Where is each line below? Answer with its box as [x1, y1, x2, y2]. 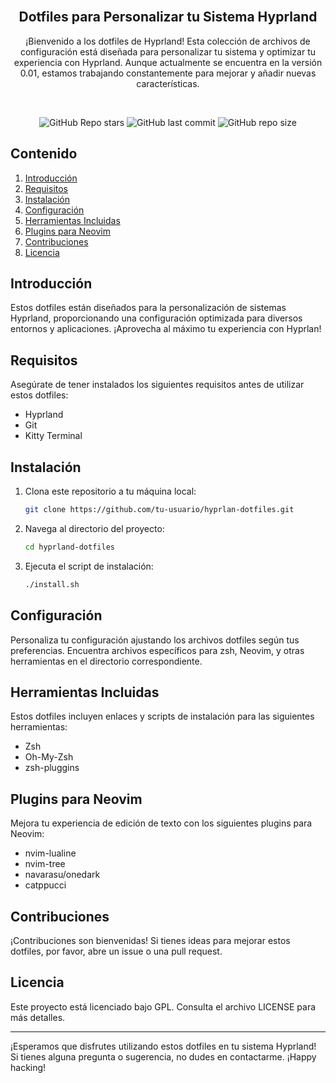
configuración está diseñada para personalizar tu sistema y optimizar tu [19, 45, 317, 58]
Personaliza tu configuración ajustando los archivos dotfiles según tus [10, 634, 300, 646]
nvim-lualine [24, 847, 77, 859]
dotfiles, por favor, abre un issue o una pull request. [10, 945, 223, 957]
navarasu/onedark [24, 869, 101, 881]
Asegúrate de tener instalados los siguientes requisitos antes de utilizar [10, 379, 305, 391]
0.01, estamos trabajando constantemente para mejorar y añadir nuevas [19, 67, 317, 79]
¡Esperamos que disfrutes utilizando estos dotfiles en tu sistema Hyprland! [10, 1040, 317, 1052]
